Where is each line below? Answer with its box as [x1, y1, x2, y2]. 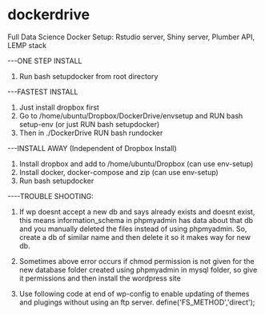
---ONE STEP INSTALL [7, 56, 82, 66]
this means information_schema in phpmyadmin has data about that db [18, 215, 254, 225]
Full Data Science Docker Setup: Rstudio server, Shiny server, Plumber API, [7, 32, 255, 42]
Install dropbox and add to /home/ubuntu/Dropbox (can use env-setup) [18, 158, 254, 169]
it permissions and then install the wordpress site [18, 273, 181, 283]
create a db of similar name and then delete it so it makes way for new [18, 232, 251, 241]
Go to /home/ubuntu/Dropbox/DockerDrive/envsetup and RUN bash [18, 110, 243, 121]
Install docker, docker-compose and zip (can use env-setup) [18, 167, 219, 177]
